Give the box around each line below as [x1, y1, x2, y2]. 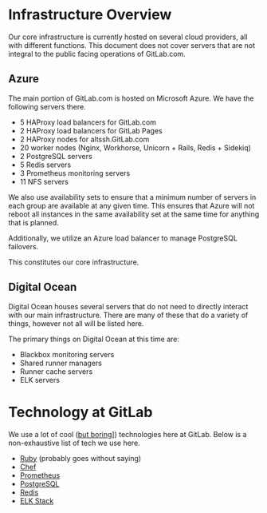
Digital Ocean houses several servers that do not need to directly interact [8, 301, 249, 311]
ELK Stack [19, 495, 54, 505]
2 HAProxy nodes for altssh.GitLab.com [19, 134, 150, 144]
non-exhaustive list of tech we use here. [8, 438, 141, 447]
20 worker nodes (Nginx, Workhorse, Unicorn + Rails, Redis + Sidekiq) [19, 142, 251, 153]
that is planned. [8, 217, 60, 227]
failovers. [8, 241, 39, 251]
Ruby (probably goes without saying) [19, 453, 142, 463]
